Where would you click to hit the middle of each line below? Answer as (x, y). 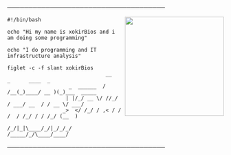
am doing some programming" (47, 38)
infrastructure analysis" (44, 56)
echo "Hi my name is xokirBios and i (61, 32)
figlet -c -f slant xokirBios (51, 68)
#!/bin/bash (24, 20)
